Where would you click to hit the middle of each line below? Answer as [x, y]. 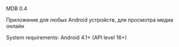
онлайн [15, 26]
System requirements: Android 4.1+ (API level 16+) [67, 37]
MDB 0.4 [17, 9]
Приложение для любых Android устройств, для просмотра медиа [90, 20]
